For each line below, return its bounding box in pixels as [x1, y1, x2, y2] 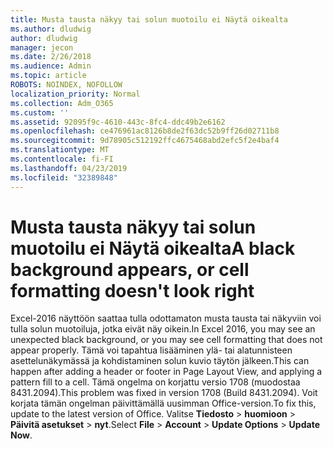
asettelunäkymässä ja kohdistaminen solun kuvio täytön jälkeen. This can [10, 355, 310, 367]
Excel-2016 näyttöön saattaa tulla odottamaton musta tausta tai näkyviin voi [10, 312, 322, 325]
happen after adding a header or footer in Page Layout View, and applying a [10, 366, 323, 378]
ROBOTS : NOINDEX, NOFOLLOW [10, 80, 123, 90]
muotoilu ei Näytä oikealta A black [10, 237, 296, 260]
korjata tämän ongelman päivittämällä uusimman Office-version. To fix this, [10, 397, 317, 410]
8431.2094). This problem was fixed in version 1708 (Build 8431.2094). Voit [10, 387, 318, 399]
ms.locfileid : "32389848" [10, 172, 118, 183]
